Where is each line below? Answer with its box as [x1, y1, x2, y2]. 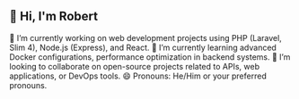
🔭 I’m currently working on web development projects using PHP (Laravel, [9, 32, 283, 43]
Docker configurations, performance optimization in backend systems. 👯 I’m [9, 51, 291, 62]
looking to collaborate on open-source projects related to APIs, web [9, 61, 260, 71]
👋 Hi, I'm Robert [9, 9, 99, 24]
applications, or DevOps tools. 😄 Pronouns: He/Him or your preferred [9, 70, 267, 81]
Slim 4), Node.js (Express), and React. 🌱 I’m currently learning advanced [9, 42, 277, 53]
